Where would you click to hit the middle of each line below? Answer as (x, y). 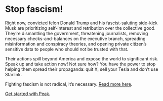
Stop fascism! (34, 9)
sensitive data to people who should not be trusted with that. (67, 49)
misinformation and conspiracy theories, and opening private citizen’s (76, 44)
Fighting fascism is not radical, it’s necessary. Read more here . (69, 84)
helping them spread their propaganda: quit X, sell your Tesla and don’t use (82, 69)
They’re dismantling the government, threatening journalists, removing (77, 33)
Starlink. (14, 74)
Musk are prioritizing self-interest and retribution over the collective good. (80, 28)
